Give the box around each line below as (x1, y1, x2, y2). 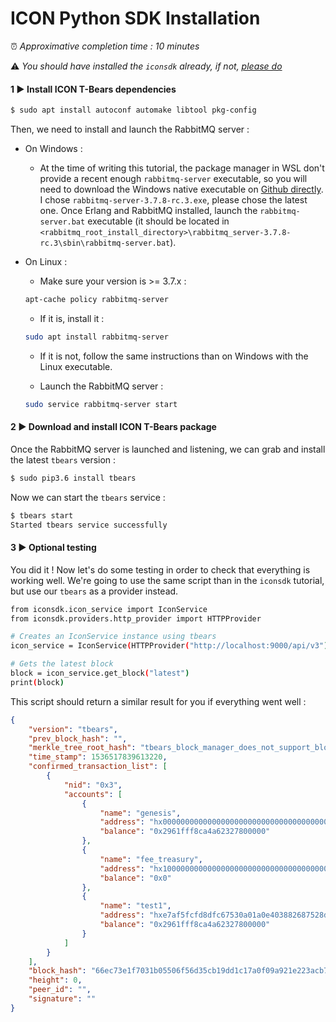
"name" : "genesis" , (99, 808, 182, 818)
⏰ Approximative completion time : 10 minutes (10, 40, 200, 52)
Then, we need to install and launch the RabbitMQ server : (10, 123, 250, 136)
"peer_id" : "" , (28, 985, 92, 995)
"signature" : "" (28, 994, 97, 1004)
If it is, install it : (39, 312, 105, 324)
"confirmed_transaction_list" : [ (28, 762, 168, 772)
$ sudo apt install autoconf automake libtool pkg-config (10, 105, 257, 116)
